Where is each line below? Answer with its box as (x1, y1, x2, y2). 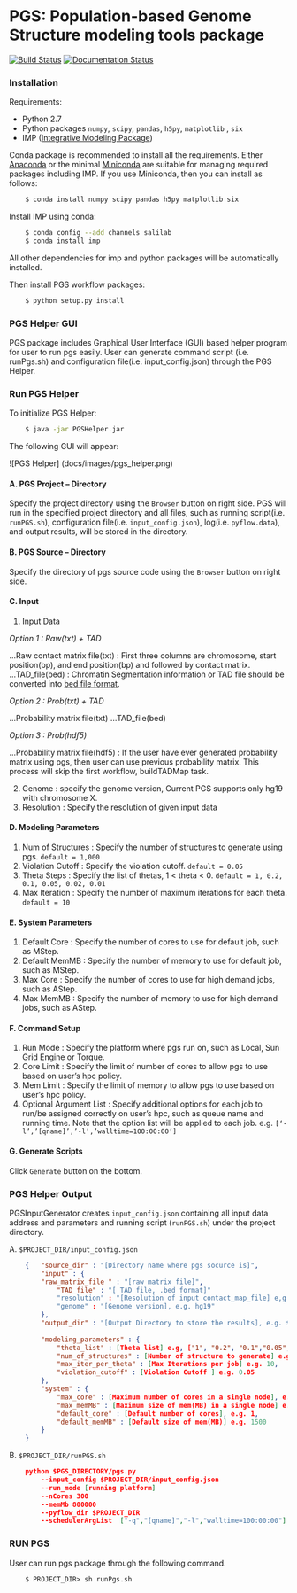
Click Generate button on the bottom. (9, 1165, 143, 1176)
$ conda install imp (25, 237, 101, 245)
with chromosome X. (21, 792, 98, 803)
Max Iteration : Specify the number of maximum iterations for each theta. (21, 888, 287, 898)
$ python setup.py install (25, 296, 125, 305)
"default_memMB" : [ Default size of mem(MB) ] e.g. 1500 (56, 1418, 267, 1426)
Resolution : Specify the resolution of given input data (21, 802, 218, 812)
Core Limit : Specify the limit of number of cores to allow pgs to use (21, 1061, 268, 1072)
